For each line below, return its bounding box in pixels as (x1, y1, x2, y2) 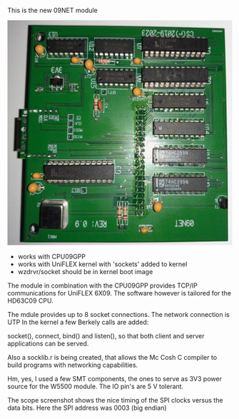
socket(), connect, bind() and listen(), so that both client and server (7, 332, 205, 340)
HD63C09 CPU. (7, 296, 54, 305)
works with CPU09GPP (17, 253, 86, 261)
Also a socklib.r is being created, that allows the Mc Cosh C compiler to (7, 353, 218, 361)
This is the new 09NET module (7, 6, 98, 14)
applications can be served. (7, 339, 89, 348)
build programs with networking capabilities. (7, 360, 138, 369)
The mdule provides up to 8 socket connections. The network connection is (7, 311, 230, 318)
